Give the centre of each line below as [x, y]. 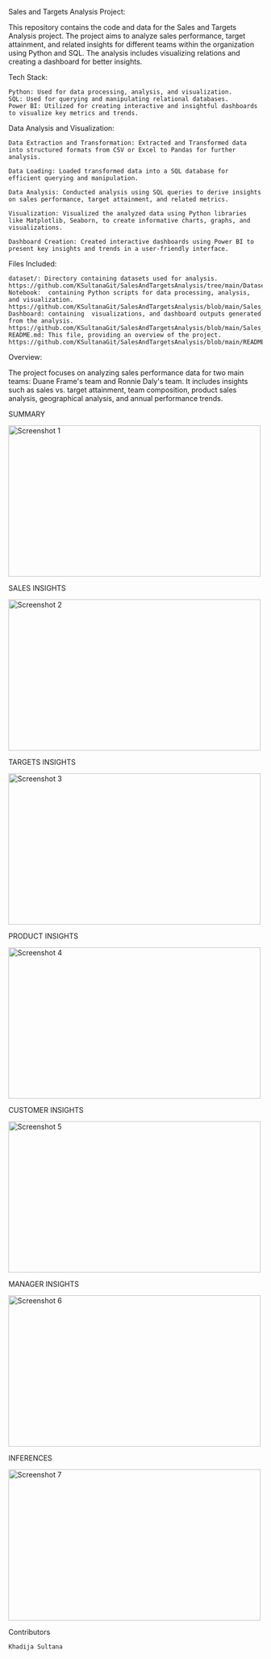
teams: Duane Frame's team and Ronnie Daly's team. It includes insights [128, 381]
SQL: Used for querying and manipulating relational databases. [119, 99]
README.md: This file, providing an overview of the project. [115, 335]
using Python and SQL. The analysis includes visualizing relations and [124, 53]
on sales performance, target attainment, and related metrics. [119, 199]
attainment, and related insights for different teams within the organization [131, 44]
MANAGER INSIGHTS [44, 1284]
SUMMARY [27, 414]
